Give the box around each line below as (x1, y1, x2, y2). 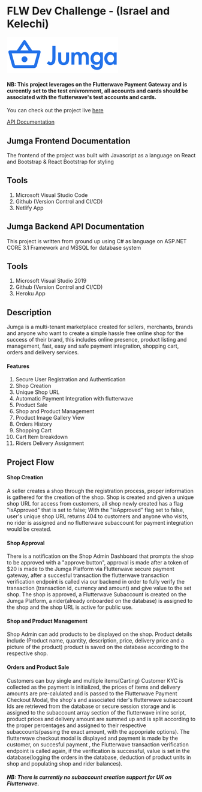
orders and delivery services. (7, 349, 79, 356)
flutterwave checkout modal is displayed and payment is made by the (7, 734, 179, 742)
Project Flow (7, 457, 55, 467)
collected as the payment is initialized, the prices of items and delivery (7, 683, 180, 691)
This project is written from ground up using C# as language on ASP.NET (7, 237, 187, 244)
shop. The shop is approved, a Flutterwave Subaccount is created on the (7, 591, 186, 598)
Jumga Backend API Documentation (7, 222, 144, 232)
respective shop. (7, 650, 49, 657)
